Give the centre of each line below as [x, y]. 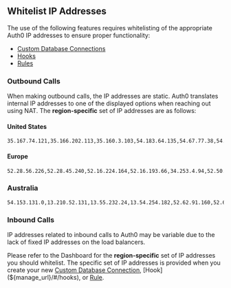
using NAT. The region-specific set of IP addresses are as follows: [102, 111]
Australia [23, 188]
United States [27, 126]
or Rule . [93, 278]
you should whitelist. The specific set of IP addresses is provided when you [114, 263]
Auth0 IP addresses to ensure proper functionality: [79, 35]
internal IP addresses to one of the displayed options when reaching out [109, 103]
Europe [18, 156]
